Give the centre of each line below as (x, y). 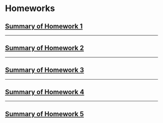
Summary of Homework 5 (44, 114)
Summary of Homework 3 (45, 70)
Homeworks (30, 8)
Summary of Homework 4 (45, 92)
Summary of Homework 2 (44, 48)
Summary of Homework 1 (44, 26)
